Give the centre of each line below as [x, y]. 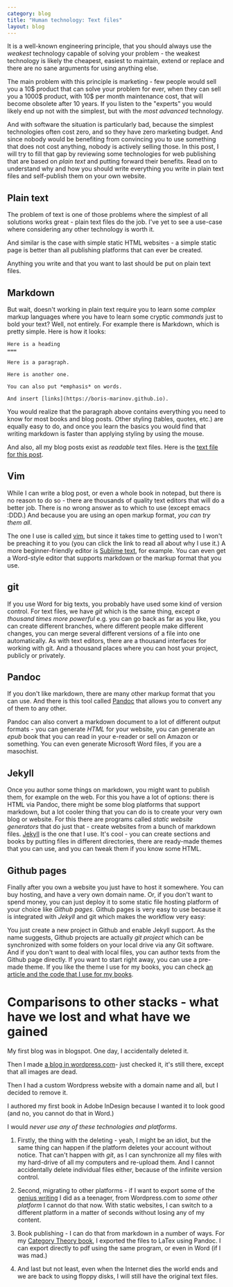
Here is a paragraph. [38, 362]
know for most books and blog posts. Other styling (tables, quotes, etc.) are [115, 419]
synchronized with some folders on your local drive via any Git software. [110, 945]
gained [28, 1032]
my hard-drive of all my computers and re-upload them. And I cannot [116, 1162]
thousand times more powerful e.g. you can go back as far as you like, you [114, 618]
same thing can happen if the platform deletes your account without [114, 1147]
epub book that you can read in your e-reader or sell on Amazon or [103, 737]
